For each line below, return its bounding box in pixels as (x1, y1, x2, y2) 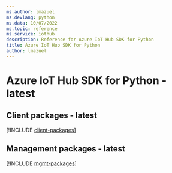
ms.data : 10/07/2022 (6, 20, 58, 26)
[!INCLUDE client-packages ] (6, 126, 76, 133)
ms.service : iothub (6, 31, 55, 37)
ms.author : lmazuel (6, 8, 55, 15)
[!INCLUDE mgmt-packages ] (6, 160, 77, 167)
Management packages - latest (6, 144, 126, 154)
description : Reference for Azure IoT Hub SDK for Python (6, 37, 154, 43)
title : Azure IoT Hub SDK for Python (6, 43, 101, 49)
